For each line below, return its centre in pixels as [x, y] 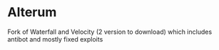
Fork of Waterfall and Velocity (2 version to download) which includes [110, 32]
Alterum [32, 12]
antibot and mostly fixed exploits [55, 39]
